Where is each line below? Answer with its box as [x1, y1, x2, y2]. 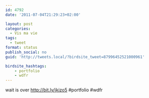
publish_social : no [5, 49, 47, 55]
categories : [5, 26, 31, 31]
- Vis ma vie [10, 31, 38, 36]
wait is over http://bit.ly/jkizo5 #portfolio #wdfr [5, 87, 103, 93]
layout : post [5, 21, 33, 26]
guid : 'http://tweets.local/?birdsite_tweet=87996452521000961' [5, 54, 145, 59]
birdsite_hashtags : [5, 63, 47, 69]
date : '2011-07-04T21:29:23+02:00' [5, 12, 81, 17]
